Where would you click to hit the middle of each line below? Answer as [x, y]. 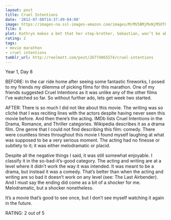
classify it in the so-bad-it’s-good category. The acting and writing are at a [83, 161]
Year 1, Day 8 [19, 72]
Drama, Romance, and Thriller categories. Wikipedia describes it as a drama [85, 124]
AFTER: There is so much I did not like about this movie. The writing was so [84, 108]
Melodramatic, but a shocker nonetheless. [49, 188]
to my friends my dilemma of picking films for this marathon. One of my [80, 87]
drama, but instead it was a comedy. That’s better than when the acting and [84, 172]
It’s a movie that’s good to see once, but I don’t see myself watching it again [85, 198]
